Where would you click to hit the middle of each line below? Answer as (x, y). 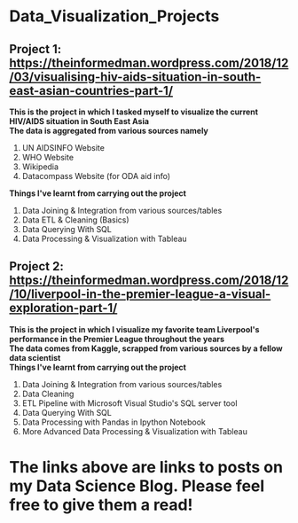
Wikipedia (40, 167)
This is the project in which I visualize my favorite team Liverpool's (134, 329)
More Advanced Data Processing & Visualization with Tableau (135, 431)
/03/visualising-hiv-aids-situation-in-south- (135, 77)
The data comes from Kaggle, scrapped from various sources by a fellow (146, 348)
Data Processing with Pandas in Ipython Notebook (114, 422)
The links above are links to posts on (146, 467)
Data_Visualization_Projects (114, 16)
